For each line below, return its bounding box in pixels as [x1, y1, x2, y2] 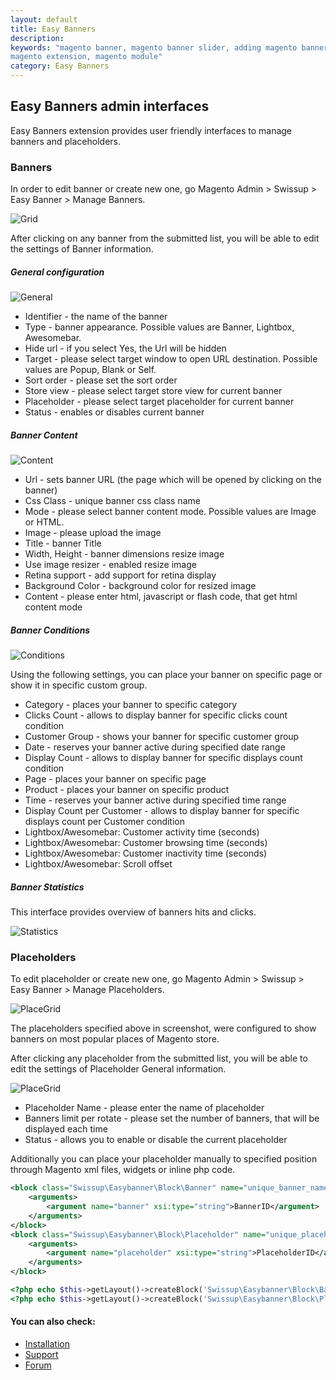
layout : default [10, 14, 78, 25]
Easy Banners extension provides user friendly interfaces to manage [10, 124, 293, 136]
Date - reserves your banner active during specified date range [24, 741, 286, 753]
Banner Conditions [10, 624, 91, 636]
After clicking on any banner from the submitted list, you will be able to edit [10, 232, 320, 245]
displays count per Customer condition [24, 816, 185, 828]
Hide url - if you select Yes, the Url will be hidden [24, 342, 227, 355]
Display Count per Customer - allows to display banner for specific [24, 805, 300, 817]
